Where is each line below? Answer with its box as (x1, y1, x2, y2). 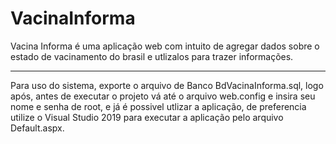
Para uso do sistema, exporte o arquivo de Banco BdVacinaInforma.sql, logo (10, 79, 324, 91)
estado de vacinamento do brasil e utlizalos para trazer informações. (10, 50, 294, 62)
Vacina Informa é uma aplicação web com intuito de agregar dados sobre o (10, 40, 320, 52)
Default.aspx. (10, 122, 65, 134)
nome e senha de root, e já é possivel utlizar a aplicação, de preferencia (10, 100, 307, 112)
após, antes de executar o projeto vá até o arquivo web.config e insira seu (10, 90, 316, 102)
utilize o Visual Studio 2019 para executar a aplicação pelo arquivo (10, 111, 284, 123)
